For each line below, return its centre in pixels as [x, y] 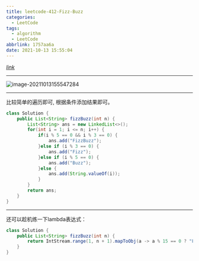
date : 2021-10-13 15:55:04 [39, 50]
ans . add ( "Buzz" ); [70, 163]
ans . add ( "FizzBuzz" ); [75, 141]
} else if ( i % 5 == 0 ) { [68, 157]
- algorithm [26, 34]
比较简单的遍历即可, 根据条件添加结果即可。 [60, 102]
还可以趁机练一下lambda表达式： [46, 219]
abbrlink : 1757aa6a [30, 45]
